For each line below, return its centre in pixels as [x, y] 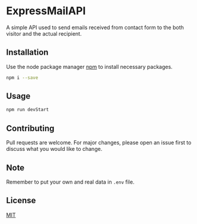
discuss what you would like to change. [54, 149]
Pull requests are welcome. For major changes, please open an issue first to [99, 143]
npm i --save [22, 78]
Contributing [30, 128]
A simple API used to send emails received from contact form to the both [95, 27]
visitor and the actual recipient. [44, 33]
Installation [27, 53]
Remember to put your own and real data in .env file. [70, 182]
